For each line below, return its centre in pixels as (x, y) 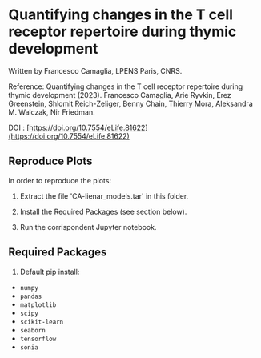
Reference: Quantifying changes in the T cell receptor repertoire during (125, 86)
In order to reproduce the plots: (60, 180)
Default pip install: (50, 272)
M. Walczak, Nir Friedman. (52, 112)
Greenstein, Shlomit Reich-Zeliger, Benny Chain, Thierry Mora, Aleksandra (131, 103)
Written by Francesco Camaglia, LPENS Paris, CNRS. (95, 70)
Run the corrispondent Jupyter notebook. (88, 227)
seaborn (32, 330)
